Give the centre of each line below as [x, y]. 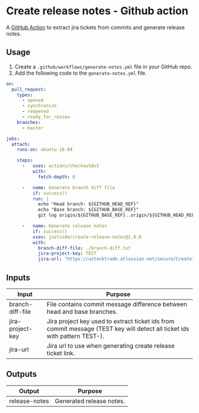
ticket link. [61, 353]
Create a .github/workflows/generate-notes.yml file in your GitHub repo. [103, 66]
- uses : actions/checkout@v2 [60, 166]
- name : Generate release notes [65, 226]
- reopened [35, 112]
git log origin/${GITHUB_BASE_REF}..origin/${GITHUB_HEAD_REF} [117, 215]
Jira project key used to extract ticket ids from [110, 321]
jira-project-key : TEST [67, 253]
